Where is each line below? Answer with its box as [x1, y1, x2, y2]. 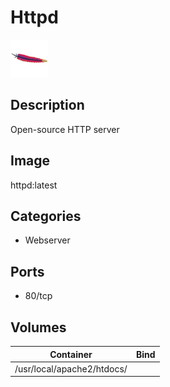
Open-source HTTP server [10, 123, 120, 135]
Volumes [10, 319, 67, 336]
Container [49, 348, 93, 360]
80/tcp [24, 290, 53, 302]
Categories [10, 207, 82, 225]
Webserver [24, 234, 71, 246]
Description [10, 97, 85, 114]
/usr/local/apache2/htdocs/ [14, 362, 128, 375]
